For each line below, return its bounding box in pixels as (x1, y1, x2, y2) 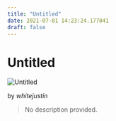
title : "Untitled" (7, 10, 62, 18)
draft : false (7, 23, 46, 31)
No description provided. (24, 105, 98, 114)
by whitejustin (7, 92, 48, 100)
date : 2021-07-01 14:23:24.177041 (7, 17, 110, 24)
